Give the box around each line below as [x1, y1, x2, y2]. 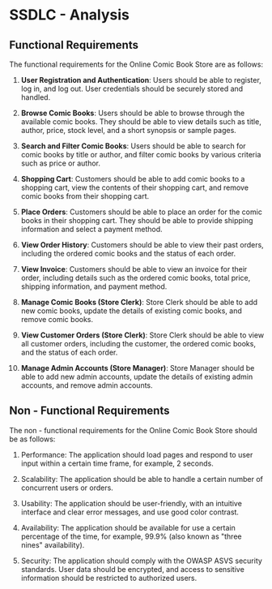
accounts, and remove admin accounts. [20, 380, 153, 390]
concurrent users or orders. [20, 483, 114, 492]
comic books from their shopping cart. [20, 191, 150, 200]
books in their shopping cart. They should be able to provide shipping [20, 216, 253, 225]
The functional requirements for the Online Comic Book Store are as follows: [9, 59, 264, 69]
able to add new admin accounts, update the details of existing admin [20, 372, 253, 381]
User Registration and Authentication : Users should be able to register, [20, 75, 261, 84]
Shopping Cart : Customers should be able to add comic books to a [20, 174, 245, 183]
